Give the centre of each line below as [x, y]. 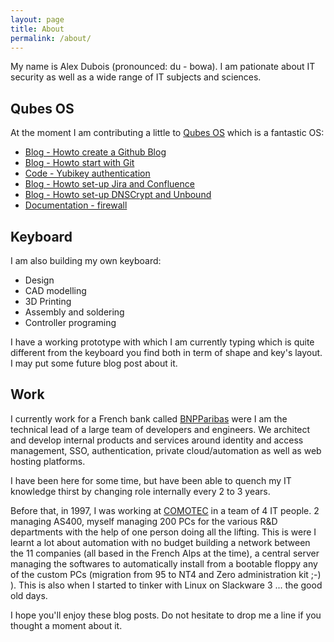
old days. [29, 595]
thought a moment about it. [66, 625]
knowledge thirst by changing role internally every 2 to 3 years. [140, 491]
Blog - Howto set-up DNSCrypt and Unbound [118, 195]
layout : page [37, 19]
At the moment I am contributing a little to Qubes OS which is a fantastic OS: [167, 133]
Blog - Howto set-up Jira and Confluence [109, 184]
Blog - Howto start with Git [79, 163]
